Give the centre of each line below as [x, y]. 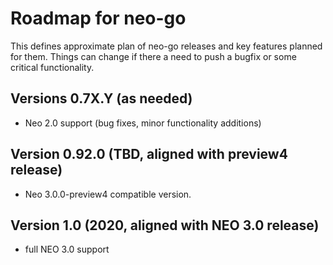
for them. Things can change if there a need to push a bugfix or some [153, 56]
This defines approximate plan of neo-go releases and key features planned [166, 46]
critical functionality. [52, 67]
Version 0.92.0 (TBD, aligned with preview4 [149, 154]
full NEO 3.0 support [67, 249]
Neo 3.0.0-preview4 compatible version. [108, 194]
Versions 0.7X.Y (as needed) [101, 98]
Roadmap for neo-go [98, 18]
